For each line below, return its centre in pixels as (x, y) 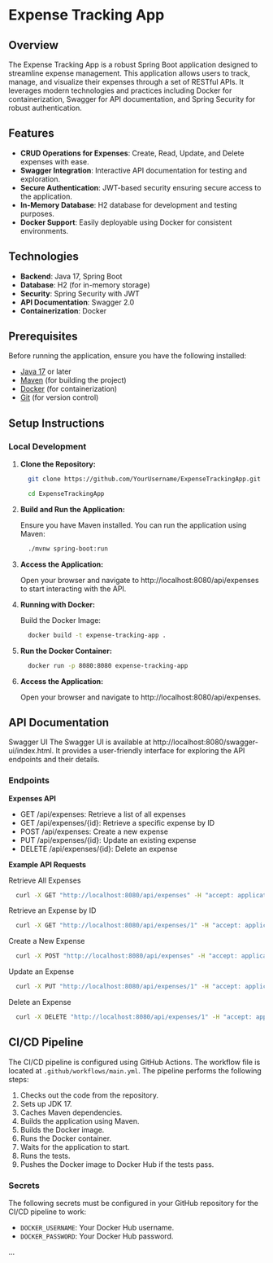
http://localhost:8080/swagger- (206, 742)
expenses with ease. (54, 161)
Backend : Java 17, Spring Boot (71, 276)
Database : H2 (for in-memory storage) (85, 285)
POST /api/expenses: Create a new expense (94, 831)
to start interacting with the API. (73, 589)
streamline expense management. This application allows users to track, (129, 73)
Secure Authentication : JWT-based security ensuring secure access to (141, 187)
